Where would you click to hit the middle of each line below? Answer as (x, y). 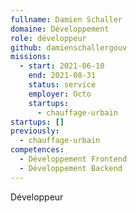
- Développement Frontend (73, 159)
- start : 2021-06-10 (62, 66)
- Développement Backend (71, 168)
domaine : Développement (60, 29)
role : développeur (48, 38)
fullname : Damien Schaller (66, 19)
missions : (31, 57)
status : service (62, 85)
